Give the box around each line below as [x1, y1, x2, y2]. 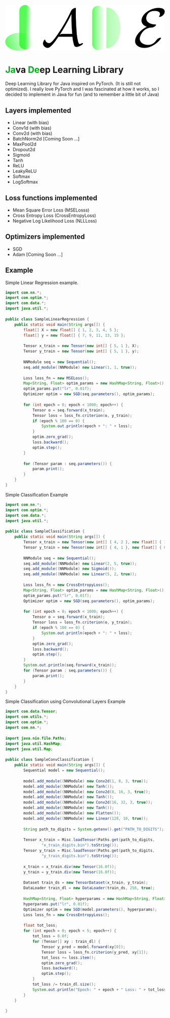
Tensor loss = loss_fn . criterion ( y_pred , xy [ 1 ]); [41, 950, 148, 955]
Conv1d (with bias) [12, 125, 52, 131]
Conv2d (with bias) [12, 130, 53, 136]
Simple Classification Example [5, 492, 68, 498]
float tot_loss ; [23, 923, 58, 928]
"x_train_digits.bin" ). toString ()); [41, 843, 119, 848]
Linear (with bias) [12, 120, 49, 126]
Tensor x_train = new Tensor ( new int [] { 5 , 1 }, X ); [23, 343, 139, 348]
